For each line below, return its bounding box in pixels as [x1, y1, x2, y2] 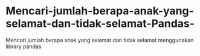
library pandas [5, 43, 42, 50]
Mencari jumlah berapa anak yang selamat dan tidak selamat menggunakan [5, 36, 194, 43]
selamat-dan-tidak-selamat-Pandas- [5, 17, 195, 30]
